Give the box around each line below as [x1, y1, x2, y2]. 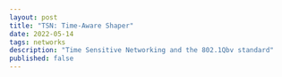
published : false [9, 54, 74, 63]
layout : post [9, 12, 58, 22]
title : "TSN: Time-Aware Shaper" [9, 21, 134, 30]
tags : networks [9, 37, 66, 47]
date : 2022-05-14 [9, 29, 74, 38]
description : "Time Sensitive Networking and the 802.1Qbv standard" [9, 46, 275, 55]
